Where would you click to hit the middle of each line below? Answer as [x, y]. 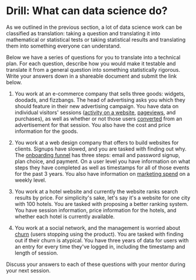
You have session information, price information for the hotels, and [95, 210]
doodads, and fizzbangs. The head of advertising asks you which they [100, 100]
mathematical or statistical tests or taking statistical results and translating [96, 39]
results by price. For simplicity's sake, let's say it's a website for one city [102, 198]
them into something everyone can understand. [64, 46]
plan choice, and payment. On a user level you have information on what [102, 161]
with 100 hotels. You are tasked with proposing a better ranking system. [101, 204]
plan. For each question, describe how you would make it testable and [91, 64]
